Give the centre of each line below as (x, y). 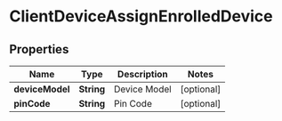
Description (143, 74)
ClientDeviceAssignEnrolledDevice (141, 16)
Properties (39, 49)
